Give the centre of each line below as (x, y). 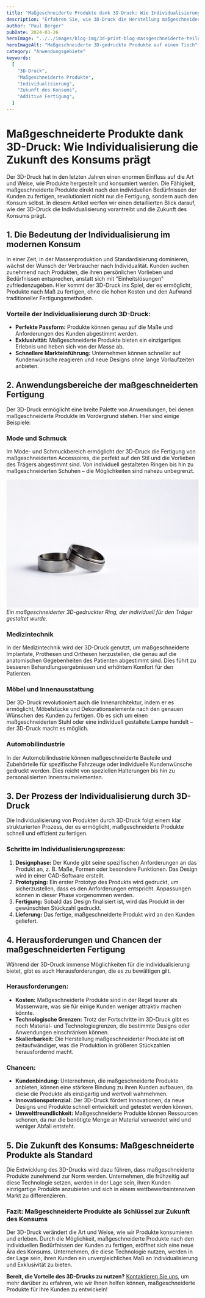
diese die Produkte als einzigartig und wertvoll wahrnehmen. (91, 1094)
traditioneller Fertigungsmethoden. (50, 298)
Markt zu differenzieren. (37, 1195)
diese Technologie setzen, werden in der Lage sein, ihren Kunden (88, 1182)
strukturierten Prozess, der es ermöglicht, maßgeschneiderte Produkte (95, 827)
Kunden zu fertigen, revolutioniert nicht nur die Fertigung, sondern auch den (102, 196)
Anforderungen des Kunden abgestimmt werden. (77, 333)
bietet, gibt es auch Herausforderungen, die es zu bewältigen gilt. (89, 971)
